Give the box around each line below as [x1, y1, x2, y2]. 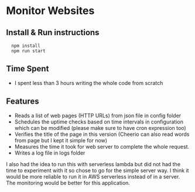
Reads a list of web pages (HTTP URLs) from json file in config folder [14, 112, 182, 119]
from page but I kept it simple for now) [14, 136, 107, 144]
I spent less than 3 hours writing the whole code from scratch [14, 79, 163, 86]
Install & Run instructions [6, 28, 100, 37]
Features [6, 97, 39, 107]
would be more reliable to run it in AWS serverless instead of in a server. [6, 173, 180, 180]
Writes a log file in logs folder [14, 149, 85, 156]
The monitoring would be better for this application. [6, 179, 131, 186]
